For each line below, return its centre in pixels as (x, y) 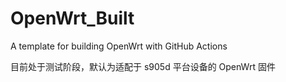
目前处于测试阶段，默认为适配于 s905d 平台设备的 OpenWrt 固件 (143, 66)
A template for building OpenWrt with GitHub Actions (119, 46)
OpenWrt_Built (72, 18)
